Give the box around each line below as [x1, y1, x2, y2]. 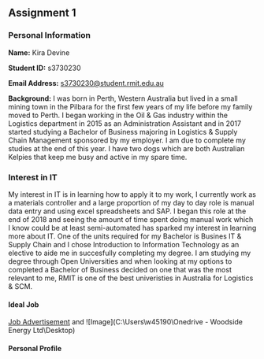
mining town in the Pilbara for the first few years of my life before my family [8, 102, 253, 111]
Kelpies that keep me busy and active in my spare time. [8, 152, 188, 161]
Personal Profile [8, 343, 62, 353]
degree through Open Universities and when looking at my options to [8, 256, 232, 266]
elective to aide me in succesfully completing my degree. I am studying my [8, 248, 251, 257]
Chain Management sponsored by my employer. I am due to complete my [8, 135, 247, 145]
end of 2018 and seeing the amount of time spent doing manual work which [8, 214, 254, 224]
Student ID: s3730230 [8, 63, 81, 72]
